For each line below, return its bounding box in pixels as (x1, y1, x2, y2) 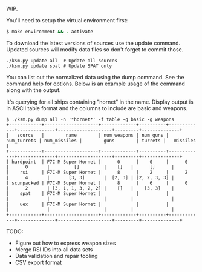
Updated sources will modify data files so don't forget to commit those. (6, 45, 184, 53)
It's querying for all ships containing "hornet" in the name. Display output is (6, 98, 194, 105)
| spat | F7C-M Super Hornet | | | (6, 190, 169, 196)
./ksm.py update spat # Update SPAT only (6, 63, 112, 69)
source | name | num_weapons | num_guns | (17, 132, 169, 138)
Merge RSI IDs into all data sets (15, 245, 93, 253)
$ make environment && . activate (6, 28, 94, 35)
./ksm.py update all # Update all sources (6, 58, 118, 64)
